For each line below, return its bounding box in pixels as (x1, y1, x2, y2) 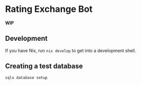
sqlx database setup (5, 75, 48, 80)
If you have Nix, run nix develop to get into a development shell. (5, 47, 137, 53)
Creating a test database (5, 62, 83, 71)
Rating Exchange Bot (5, 3, 93, 15)
